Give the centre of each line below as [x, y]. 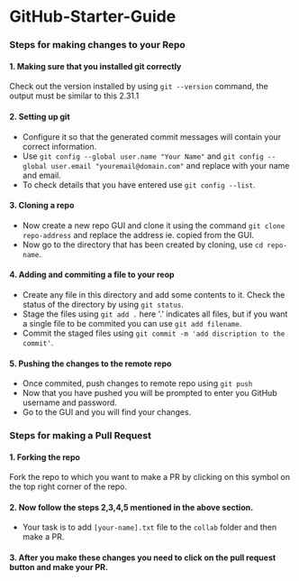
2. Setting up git [40, 116]
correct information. [59, 146]
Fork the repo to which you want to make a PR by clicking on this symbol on [150, 477]
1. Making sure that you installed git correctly [95, 66]
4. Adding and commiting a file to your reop [92, 275]
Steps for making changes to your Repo [98, 45]
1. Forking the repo [45, 456]
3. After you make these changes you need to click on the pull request [143, 558]
